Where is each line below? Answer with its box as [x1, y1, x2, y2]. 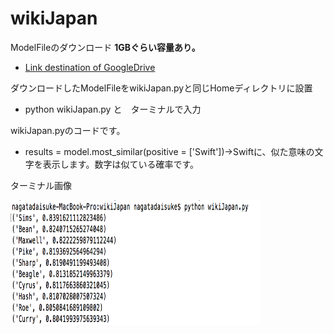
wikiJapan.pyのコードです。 [10, 124, 126, 136]
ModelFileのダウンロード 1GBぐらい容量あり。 [10, 41, 201, 53]
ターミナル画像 [10, 179, 72, 191]
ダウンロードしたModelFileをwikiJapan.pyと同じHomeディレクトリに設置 [10, 82, 313, 94]
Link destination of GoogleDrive [24, 61, 156, 73]
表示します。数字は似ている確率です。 [42, 158, 199, 170]
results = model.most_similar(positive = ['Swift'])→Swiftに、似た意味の [24, 145, 315, 157]
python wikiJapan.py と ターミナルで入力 [24, 103, 202, 115]
